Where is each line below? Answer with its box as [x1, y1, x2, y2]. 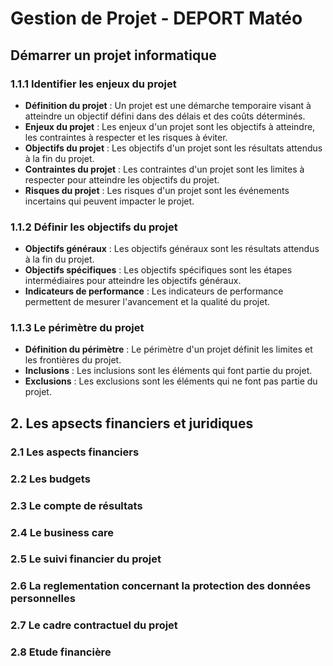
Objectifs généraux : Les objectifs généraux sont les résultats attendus [24, 243, 320, 255]
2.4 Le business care [10, 525, 115, 539]
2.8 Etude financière [10, 645, 112, 659]
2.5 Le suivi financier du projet [10, 552, 162, 566]
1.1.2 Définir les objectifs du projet [10, 220, 178, 234]
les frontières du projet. [24, 354, 122, 366]
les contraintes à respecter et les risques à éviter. [24, 131, 228, 143]
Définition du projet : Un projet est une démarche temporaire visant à [24, 99, 312, 111]
